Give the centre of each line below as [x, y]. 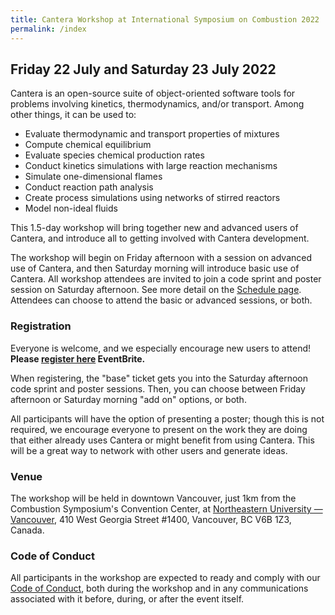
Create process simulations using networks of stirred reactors [152, 198]
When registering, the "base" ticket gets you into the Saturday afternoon [159, 378]
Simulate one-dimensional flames [93, 177]
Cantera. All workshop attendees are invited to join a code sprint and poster [166, 279]
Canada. [27, 530]
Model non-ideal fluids [71, 208]
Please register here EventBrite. [78, 358]
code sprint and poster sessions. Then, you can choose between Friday [158, 388]
